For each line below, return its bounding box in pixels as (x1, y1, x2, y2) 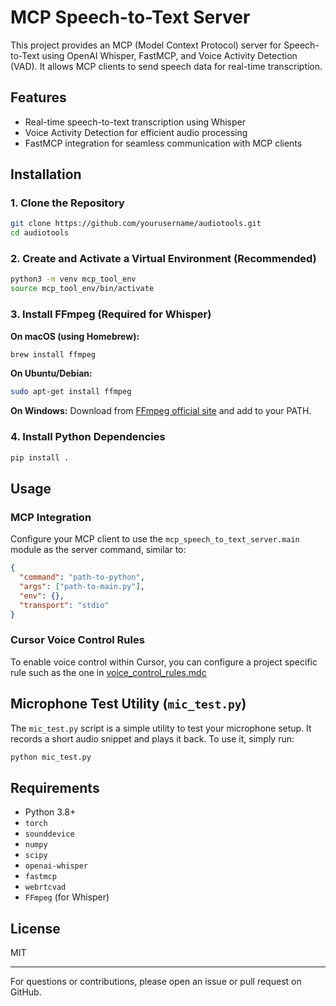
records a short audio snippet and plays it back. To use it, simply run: (10, 732, 295, 745)
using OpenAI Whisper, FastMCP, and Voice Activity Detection (41, 49, 298, 61)
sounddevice (24, 829, 75, 840)
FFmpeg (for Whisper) (24, 891, 110, 903)
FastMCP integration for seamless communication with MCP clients (24, 137, 303, 149)
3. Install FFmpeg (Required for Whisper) (10, 307, 212, 321)
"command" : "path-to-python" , (19, 572, 145, 583)
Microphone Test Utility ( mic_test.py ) (10, 696, 247, 713)
